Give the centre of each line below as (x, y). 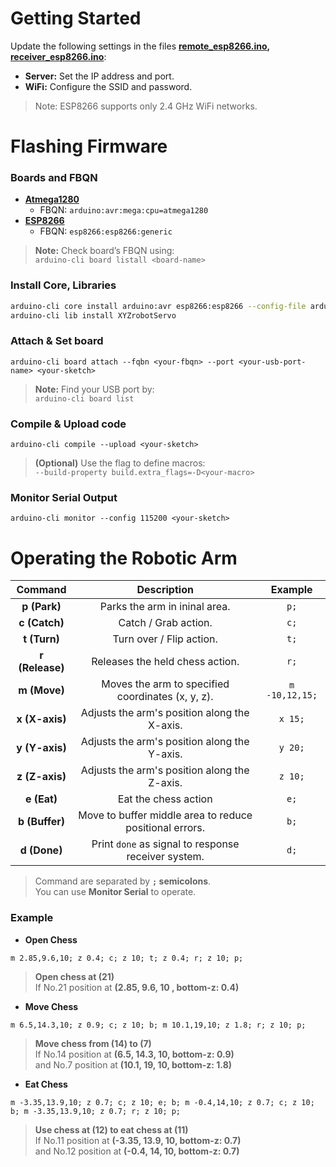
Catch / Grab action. (165, 623)
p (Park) (41, 607)
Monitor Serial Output (64, 497)
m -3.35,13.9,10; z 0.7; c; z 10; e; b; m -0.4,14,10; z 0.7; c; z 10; (162, 1102)
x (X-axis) (41, 719)
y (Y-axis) (41, 748)
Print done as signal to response (165, 844)
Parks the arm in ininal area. (165, 607)
